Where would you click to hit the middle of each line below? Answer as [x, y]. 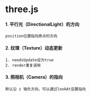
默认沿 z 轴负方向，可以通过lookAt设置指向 [45, 89]
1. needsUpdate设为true [30, 60]
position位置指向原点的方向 [31, 36]
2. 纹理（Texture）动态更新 [34, 48]
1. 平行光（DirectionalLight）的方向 [42, 24]
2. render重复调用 [23, 65]
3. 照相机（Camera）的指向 [34, 77]
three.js [22, 9]
